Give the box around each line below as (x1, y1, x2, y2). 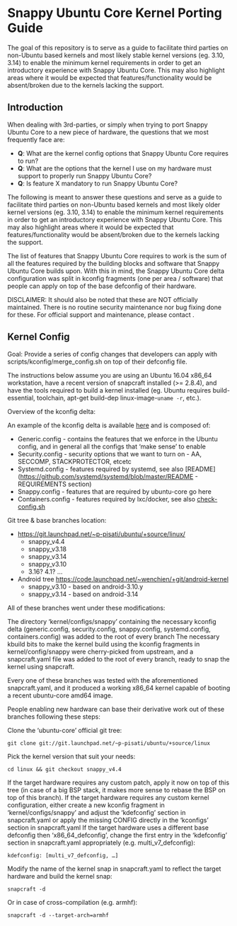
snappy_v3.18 (28, 545, 67, 553)
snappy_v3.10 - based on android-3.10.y (28, 582, 144, 591)
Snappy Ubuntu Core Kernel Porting (7, 5, 223, 21)
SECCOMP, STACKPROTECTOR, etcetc (17, 457, 132, 465)
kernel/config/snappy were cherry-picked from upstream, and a (7, 647, 194, 656)
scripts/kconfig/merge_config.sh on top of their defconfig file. (7, 357, 187, 366)
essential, (7, 393, 35, 402)
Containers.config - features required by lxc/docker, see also (17, 494, 196, 503)
